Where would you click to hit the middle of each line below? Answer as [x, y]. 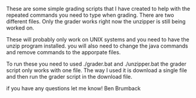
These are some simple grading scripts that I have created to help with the [98, 9]
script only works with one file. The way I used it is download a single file [97, 70]
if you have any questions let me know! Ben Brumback [74, 88]
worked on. [20, 28]
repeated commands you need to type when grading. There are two [90, 15]
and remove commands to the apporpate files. [64, 52]
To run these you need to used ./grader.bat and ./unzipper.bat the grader [96, 64]
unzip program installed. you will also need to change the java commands [97, 46]
